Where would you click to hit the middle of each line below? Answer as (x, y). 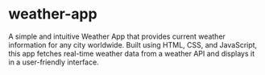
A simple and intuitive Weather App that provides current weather (117, 36)
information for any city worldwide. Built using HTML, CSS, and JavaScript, (133, 44)
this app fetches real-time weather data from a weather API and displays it (132, 53)
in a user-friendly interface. (54, 62)
